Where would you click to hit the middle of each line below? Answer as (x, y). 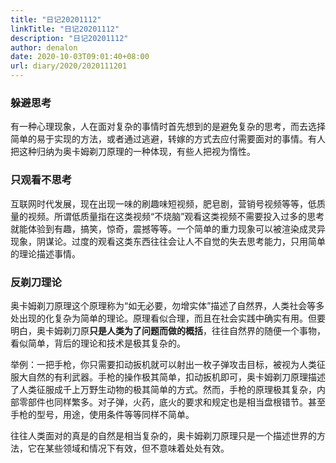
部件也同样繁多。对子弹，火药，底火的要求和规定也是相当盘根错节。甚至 (176, 402)
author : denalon (44, 47)
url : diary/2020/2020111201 (69, 66)
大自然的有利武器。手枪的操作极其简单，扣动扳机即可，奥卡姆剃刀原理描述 (172, 377)
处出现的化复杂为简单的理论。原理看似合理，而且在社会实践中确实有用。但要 (168, 318)
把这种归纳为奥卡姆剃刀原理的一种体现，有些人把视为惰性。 (133, 152)
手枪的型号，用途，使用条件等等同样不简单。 (102, 414)
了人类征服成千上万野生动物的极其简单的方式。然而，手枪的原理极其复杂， (163, 389)
